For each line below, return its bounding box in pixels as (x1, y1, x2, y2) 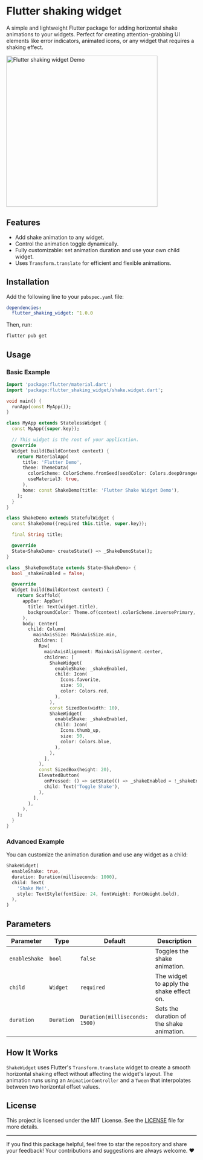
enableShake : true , (11, 868, 61, 875)
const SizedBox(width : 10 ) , (49, 705, 120, 711)
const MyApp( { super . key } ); (11, 426, 80, 432)
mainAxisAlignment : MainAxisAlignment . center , (44, 648, 164, 654)
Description (156, 936, 192, 945)
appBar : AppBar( (22, 598, 63, 604)
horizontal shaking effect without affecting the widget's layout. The (6, 1070, 173, 1077)
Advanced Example (6, 837, 65, 846)
